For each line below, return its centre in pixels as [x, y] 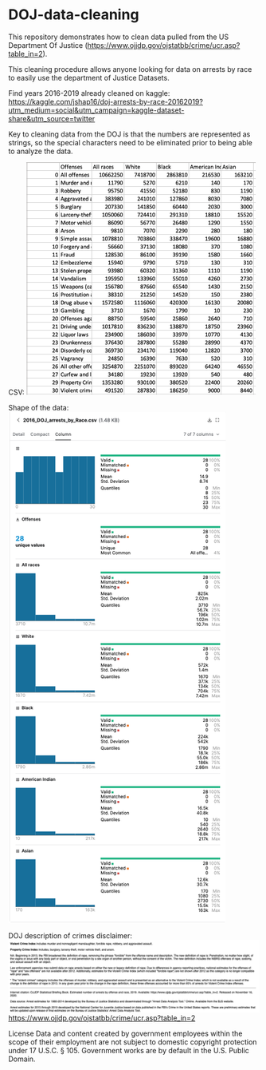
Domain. [22, 1059]
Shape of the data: [39, 407]
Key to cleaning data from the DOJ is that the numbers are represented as [129, 134]
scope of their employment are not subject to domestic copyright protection [133, 1042]
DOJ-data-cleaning [74, 15]
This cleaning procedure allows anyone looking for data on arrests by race [130, 69]
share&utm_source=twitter [52, 118]
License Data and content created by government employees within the [125, 1033]
